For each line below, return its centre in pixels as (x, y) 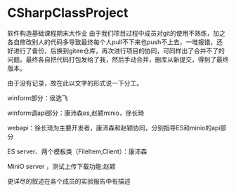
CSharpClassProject (68, 13)
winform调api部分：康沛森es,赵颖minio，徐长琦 (76, 113)
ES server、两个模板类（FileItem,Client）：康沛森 (77, 151)
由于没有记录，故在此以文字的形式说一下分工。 (75, 83)
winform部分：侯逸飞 (38, 98)
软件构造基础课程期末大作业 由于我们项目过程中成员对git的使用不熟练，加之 (117, 33)
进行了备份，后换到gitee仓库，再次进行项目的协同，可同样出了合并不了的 (119, 50)
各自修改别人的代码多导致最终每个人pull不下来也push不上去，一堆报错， (112, 42)
